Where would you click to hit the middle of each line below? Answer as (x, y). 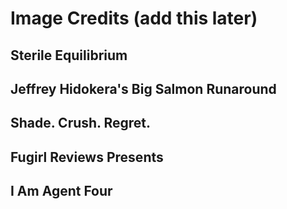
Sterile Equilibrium (69, 55)
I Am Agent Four (61, 191)
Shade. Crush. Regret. (81, 123)
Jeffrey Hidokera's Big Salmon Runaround (143, 88)
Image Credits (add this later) (134, 18)
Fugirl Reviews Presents (87, 157)
